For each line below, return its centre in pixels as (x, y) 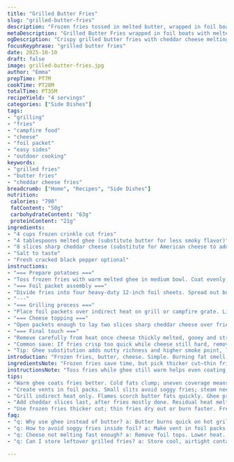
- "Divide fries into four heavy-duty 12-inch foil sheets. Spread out (113, 292)
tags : (15, 111)
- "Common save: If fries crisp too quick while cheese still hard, (109, 344)
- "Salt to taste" (34, 254)
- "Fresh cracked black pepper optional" (68, 260)
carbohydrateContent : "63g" (51, 215)
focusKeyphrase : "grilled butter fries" (67, 46)
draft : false (26, 59)
